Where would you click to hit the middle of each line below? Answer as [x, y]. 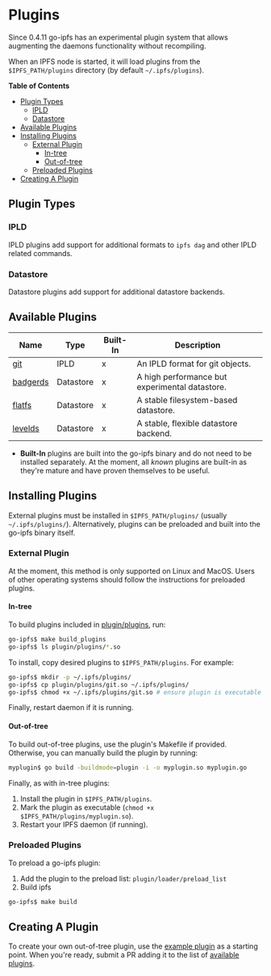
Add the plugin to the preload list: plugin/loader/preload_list [123, 878]
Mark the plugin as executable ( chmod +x [87, 807]
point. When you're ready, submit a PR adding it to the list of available [124, 955]
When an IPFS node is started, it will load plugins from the [104, 61]
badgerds [31, 381]
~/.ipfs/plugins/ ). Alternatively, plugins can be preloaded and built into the [134, 524]
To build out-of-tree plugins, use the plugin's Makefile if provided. [118, 744]
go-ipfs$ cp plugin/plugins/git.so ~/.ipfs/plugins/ [99, 684]
